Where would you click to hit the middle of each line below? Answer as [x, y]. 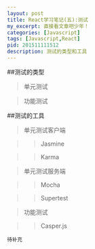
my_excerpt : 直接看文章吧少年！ [48, 26]
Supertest [54, 198]
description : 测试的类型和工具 [47, 52]
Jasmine [52, 144]
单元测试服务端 [44, 171]
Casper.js [54, 226]
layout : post [25, 13]
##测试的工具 [26, 115]
